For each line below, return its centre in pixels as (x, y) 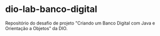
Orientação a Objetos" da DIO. (36, 28)
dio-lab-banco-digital (51, 9)
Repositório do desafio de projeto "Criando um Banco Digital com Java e (80, 23)
